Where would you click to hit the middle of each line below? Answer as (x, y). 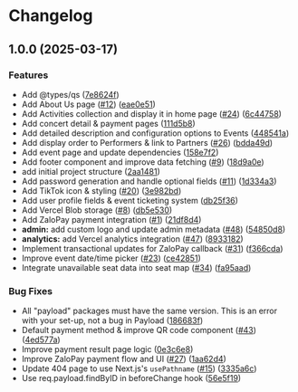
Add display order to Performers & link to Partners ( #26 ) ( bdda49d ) (147, 142)
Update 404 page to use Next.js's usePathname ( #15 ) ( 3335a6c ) (139, 368)
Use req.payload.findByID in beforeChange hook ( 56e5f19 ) (131, 378)
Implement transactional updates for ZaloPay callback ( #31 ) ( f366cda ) (152, 248)
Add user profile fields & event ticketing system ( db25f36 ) (130, 200)
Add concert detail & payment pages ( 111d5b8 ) (108, 123)
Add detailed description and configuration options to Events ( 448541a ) (155, 133)
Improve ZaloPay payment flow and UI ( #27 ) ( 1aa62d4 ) (124, 359)
